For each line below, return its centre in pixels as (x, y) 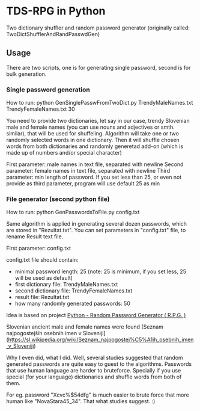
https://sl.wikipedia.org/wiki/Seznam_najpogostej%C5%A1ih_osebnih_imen (101, 340)
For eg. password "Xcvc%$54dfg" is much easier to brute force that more (98, 395)
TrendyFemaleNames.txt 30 (41, 109)
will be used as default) (44, 278)
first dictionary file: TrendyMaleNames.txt (66, 285)
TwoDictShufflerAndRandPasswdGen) (53, 34)
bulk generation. (26, 74)
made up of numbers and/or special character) (64, 153)
